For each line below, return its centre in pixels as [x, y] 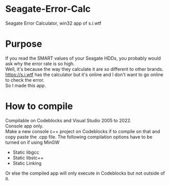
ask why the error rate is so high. [40, 63]
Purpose [24, 44]
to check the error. [25, 80]
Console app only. [24, 126]
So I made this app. [26, 85]
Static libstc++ [28, 158]
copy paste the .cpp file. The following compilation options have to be [79, 137]
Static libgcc [26, 152]
